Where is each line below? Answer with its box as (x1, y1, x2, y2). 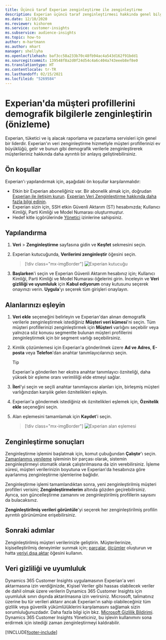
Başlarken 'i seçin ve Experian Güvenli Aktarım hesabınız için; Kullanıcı (12, 270, 156, 276)
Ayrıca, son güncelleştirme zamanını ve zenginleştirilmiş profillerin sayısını (5, 491, 156, 498)
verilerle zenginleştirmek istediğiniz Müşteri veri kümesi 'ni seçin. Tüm (12, 319, 156, 325)
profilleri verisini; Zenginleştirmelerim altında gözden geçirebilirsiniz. (5, 486, 147, 492)
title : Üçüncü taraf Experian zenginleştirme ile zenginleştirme (5, 7, 142, 12)
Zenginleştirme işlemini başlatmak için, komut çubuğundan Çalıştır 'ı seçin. (5, 450, 157, 456)
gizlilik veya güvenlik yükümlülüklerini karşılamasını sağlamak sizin (5, 604, 140, 610)
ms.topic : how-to (5, 35, 41, 40)
